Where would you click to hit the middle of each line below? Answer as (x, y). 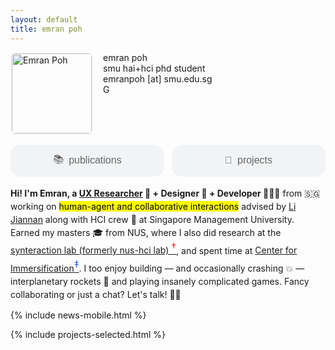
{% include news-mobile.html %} (78, 315)
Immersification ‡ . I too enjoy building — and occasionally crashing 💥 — (157, 265)
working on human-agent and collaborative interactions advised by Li (153, 206)
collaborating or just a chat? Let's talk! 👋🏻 (96, 294)
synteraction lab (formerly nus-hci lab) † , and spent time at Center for (154, 247)
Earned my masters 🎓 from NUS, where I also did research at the (146, 232)
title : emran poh (46, 29)
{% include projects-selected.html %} (88, 334)
